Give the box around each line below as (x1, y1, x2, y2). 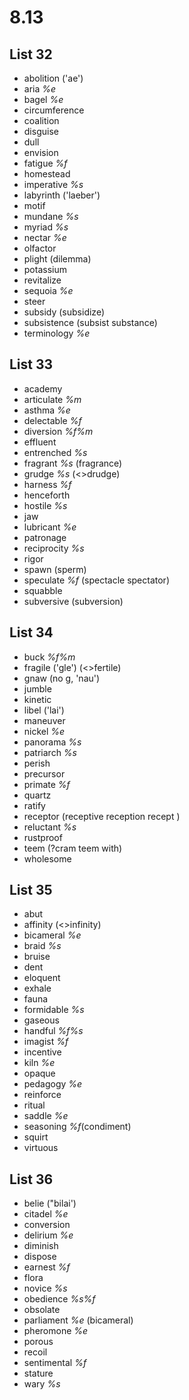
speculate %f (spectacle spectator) (23, 574, 170, 586)
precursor (23, 767, 66, 780)
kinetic (23, 693, 52, 705)
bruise (23, 951, 51, 963)
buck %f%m (23, 651, 76, 663)
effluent (23, 436, 57, 448)
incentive (23, 1046, 62, 1058)
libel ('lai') (23, 704, 65, 716)
